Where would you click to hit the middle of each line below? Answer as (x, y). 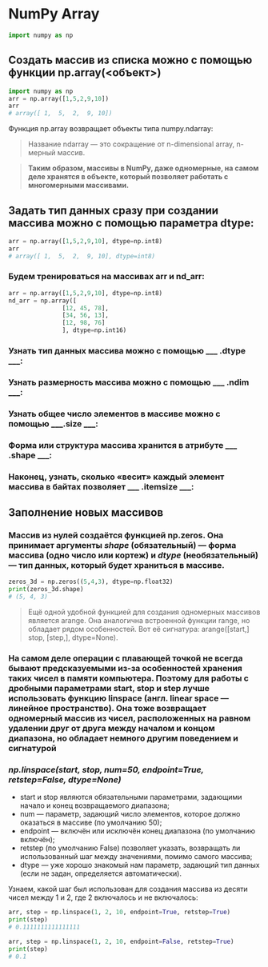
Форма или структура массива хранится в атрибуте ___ (123, 445)
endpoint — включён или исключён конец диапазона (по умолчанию (138, 831)
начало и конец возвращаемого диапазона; (95, 805)
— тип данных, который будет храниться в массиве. (117, 565)
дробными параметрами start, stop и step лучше (109, 688)
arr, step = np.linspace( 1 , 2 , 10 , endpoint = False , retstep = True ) (121, 941)
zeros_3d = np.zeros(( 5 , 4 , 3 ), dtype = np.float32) (91, 582)
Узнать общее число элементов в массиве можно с (114, 414)
